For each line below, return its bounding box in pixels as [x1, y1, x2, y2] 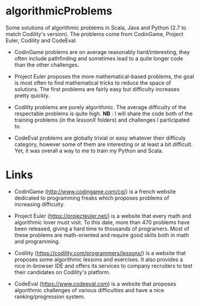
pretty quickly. [14, 92, 50, 99]
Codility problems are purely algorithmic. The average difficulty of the [14, 103, 187, 110]
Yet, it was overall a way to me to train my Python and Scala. [14, 147, 163, 154]
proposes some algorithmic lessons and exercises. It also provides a [14, 256, 183, 263]
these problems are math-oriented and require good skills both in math [14, 231, 189, 238]
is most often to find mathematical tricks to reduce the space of [14, 79, 171, 86]
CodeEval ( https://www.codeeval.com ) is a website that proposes [14, 280, 177, 287]
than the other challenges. [14, 61, 79, 68]
